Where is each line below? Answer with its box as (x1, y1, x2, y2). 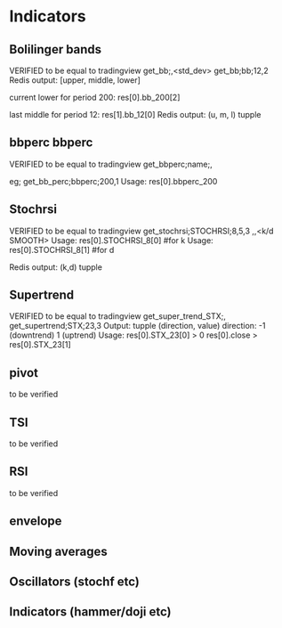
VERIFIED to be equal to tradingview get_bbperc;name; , (9, 159, 213, 169)
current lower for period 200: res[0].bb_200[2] (9, 92, 181, 102)
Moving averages (9, 543, 109, 559)
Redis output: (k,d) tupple (9, 261, 102, 273)
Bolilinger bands (9, 42, 102, 57)
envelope (9, 514, 62, 529)
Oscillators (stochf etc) (9, 575, 141, 590)
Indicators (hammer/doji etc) (9, 604, 172, 620)
